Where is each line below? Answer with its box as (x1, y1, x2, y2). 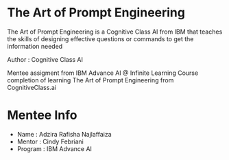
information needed (7, 42, 63, 50)
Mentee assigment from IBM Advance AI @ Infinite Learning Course (7, 69, 199, 77)
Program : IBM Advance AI (16, 144, 93, 152)
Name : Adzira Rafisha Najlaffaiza (16, 130, 112, 138)
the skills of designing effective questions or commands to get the (7, 34, 194, 43)
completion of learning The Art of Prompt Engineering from (7, 76, 174, 84)
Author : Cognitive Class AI (7, 55, 84, 63)
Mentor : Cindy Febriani (16, 137, 84, 146)
